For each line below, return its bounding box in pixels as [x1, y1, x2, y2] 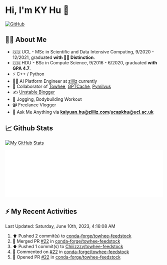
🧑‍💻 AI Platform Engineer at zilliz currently [12, 78, 97, 84]
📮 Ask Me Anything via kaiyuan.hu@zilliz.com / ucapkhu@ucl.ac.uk [12, 109, 154, 115]
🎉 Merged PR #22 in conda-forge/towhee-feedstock [12, 238, 120, 244]
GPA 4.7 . [12, 65, 31, 71]
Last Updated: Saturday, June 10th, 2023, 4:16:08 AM [5, 223, 116, 229]
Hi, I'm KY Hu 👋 [5, 4, 69, 16]
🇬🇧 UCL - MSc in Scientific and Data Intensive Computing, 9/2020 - [12, 48, 154, 54]
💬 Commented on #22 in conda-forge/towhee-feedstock [12, 249, 129, 255]
